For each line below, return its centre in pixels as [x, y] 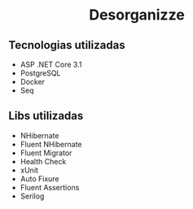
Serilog [32, 196]
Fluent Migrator [46, 153]
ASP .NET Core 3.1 [51, 64]
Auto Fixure [39, 179]
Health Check [43, 161]
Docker [33, 82]
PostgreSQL [40, 73]
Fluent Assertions [50, 187]
